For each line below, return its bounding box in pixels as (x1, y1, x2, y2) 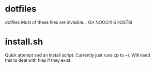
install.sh (5, 36, 43, 47)
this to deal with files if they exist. (5, 57, 72, 63)
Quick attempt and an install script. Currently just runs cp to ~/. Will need (5, 52, 150, 58)
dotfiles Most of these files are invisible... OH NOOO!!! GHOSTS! (5, 19, 132, 25)
